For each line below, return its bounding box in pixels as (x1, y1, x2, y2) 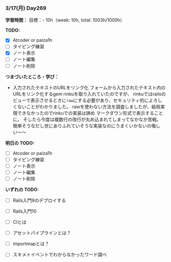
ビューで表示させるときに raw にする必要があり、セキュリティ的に (12, 97, 149, 103)
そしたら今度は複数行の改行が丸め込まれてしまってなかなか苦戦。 (22, 116, 162, 122)
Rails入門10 (12, 208, 37, 214)
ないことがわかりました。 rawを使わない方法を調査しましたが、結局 (17, 103, 161, 110)
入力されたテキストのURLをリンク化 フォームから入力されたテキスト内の (12, 84, 166, 90)
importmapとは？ (12, 241, 50, 247)
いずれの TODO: (5, 186, 39, 192)
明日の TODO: (5, 140, 35, 146)
